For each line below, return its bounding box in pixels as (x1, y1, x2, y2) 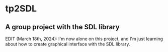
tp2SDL (5, 3, 37, 14)
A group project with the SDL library (5, 23, 120, 31)
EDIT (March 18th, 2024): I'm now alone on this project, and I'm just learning (5, 36, 163, 42)
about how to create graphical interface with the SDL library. (5, 41, 130, 47)
